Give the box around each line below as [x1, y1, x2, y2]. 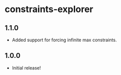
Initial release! [12, 64, 41, 71]
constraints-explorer [5, 4, 93, 15]
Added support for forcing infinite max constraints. [12, 37, 117, 43]
